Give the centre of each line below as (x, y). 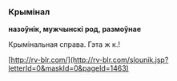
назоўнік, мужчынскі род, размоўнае (75, 29)
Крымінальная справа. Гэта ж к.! (64, 44)
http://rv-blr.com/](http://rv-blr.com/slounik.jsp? (90, 60)
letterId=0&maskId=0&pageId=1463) (69, 68)
